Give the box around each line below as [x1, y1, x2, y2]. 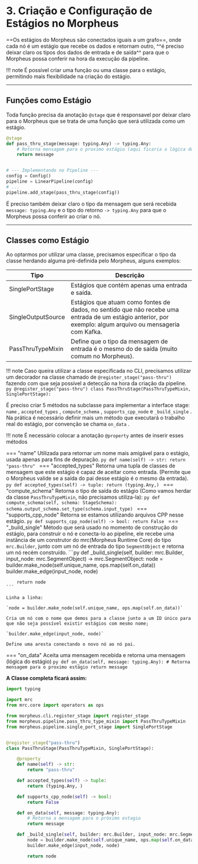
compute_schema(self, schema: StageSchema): [6, 500, 117, 506]
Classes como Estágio [6, 235, 90, 246]
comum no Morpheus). [70, 352, 134, 360]
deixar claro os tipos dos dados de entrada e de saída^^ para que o [6, 48, 169, 56]
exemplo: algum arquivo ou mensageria [70, 320, 180, 329]
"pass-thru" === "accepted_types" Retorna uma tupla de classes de [6, 462, 176, 469]
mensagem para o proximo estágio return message [6, 664, 128, 670]
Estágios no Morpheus [6, 17, 119, 30]
